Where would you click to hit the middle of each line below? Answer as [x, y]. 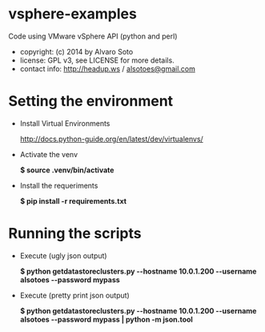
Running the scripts [75, 234]
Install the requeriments [59, 185]
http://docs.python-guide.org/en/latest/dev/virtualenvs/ [112, 139]
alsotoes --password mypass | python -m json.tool [106, 319]
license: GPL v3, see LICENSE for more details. [97, 60]
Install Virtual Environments [65, 123]
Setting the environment [91, 101]
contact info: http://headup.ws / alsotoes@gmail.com [108, 68]
